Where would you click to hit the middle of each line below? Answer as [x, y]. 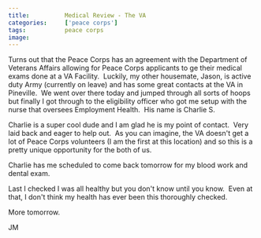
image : [19, 37]
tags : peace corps [56, 30]
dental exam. [29, 174]
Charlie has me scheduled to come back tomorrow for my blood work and [128, 165]
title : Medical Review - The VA [77, 15]
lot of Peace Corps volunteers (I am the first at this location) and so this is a [130, 141]
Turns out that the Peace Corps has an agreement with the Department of [128, 60]
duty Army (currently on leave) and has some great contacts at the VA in [125, 85]
